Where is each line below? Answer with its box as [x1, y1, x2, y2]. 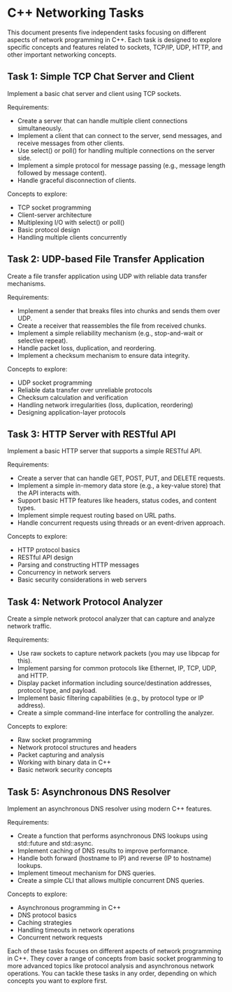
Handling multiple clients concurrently [17, 233, 127, 241]
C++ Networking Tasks [7, 5, 145, 21]
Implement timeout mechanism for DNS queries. [17, 869, 156, 877]
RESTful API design [17, 553, 73, 562]
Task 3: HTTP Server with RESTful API [7, 428, 176, 440]
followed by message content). [17, 168, 107, 177]
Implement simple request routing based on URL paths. [17, 511, 177, 520]
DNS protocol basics [17, 911, 77, 919]
